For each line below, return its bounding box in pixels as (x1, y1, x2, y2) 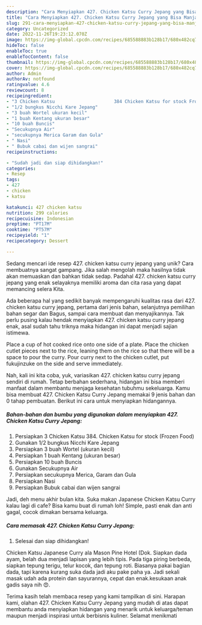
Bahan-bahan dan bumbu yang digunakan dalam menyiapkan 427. (6, 411, 179, 418)
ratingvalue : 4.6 (6, 82, 50, 88)
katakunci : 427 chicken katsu (6, 204, 82, 210)
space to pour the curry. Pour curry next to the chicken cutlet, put (6, 353, 170, 360)
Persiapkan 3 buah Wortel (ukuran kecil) (14, 445, 115, 453)
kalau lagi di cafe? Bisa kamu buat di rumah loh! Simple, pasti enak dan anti (6, 501, 192, 509)
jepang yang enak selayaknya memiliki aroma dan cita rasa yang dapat (6, 278, 182, 286)
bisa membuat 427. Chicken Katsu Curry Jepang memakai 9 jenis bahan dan (6, 391, 195, 398)
